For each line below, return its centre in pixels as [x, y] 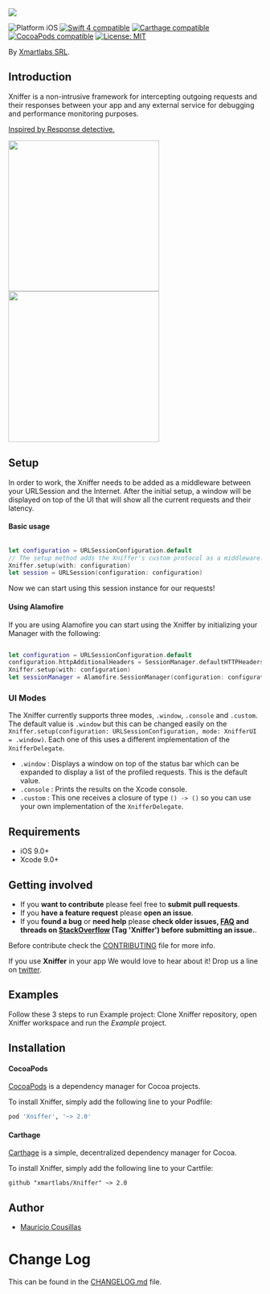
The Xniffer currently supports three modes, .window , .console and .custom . [133, 716]
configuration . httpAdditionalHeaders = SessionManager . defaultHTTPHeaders [136, 663]
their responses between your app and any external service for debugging [131, 105]
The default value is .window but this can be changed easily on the [118, 724]
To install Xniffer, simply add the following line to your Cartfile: [111, 1169]
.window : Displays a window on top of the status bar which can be [129, 764]
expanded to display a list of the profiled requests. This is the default [133, 772]
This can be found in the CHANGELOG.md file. [85, 1282]
